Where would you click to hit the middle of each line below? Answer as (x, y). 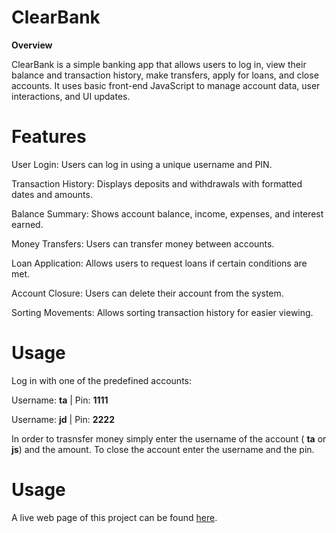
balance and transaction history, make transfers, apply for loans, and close (165, 75)
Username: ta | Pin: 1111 (60, 400)
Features (49, 137)
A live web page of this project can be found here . (114, 517)
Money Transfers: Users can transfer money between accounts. (143, 243)
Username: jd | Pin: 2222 (63, 419)
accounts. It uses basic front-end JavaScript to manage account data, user (166, 85)
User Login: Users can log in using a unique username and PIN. (142, 164)
